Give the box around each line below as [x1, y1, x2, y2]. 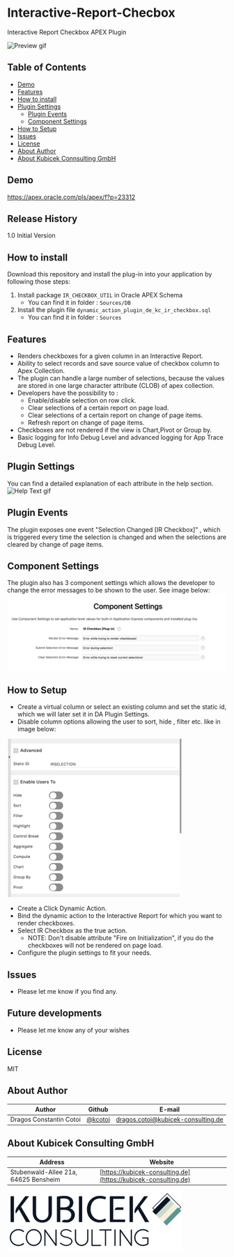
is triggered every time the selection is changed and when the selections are [7, 533, 227, 541]
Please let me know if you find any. [17, 987, 118, 996]
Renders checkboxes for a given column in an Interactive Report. [17, 352, 203, 360]
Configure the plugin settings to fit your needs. [17, 948, 152, 957]
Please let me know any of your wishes [17, 1026, 130, 1034]
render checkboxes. [17, 919, 75, 928]
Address [39, 1158, 65, 1166]
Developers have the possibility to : [17, 389, 118, 397]
